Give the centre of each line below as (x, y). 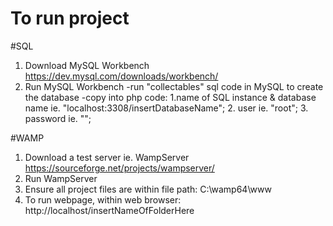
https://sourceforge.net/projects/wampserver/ (119, 168)
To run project (70, 18)
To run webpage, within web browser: (103, 199)
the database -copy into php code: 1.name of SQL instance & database (170, 97)
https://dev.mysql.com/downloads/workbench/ (121, 76)
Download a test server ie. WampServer (107, 157)
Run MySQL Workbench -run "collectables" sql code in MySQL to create (174, 86)
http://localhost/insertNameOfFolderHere (109, 210)
